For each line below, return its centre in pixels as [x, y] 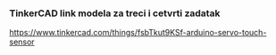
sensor [22, 42]
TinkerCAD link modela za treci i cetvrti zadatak [115, 13]
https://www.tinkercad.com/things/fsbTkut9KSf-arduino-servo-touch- [138, 33]
